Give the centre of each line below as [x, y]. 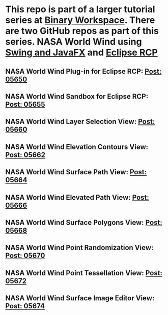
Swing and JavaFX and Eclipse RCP [81, 53]
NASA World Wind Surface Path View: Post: [76, 172]
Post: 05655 [25, 104]
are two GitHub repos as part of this [82, 31]
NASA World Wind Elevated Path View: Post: [77, 197]
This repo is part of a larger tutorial [80, 9]
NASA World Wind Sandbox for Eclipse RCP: [77, 96]
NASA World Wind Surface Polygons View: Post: [84, 222]
